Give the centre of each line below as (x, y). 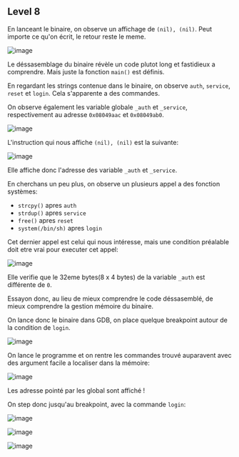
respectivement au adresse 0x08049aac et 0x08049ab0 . (86, 114)
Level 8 (24, 12)
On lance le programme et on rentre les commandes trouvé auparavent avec (119, 355)
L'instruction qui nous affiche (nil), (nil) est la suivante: (93, 142)
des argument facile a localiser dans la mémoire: (78, 363)
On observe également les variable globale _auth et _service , (97, 107)
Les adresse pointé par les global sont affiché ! (76, 390)
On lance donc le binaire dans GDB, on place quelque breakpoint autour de (118, 320)
